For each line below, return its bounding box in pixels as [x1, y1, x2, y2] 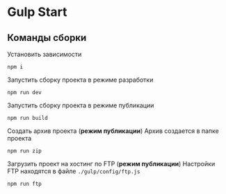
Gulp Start [7, 4, 67, 20]
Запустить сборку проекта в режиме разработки [7, 76, 154, 84]
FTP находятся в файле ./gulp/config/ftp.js [7, 167, 140, 175]
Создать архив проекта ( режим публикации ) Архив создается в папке [7, 127, 219, 135]
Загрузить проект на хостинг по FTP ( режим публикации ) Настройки [7, 160, 216, 168]
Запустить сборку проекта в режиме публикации [7, 101, 154, 109]
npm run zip [7, 148, 42, 155]
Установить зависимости [7, 50, 82, 58]
